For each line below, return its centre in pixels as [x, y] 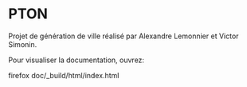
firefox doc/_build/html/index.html [64, 75]
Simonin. [23, 44]
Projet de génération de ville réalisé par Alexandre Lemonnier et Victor [123, 36]
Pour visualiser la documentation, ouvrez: [76, 60]
